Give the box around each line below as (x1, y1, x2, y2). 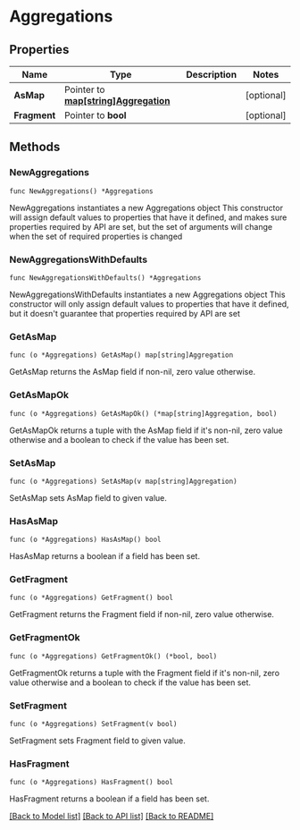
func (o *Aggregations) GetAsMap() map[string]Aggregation (9, 351, 234, 360)
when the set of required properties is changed (9, 231, 183, 241)
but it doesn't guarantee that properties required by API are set (9, 308, 241, 318)
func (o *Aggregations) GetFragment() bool (9, 593, 174, 603)
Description (186, 69, 237, 80)
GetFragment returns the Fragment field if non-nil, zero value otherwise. (9, 609, 275, 620)
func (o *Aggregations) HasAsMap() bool (9, 535, 162, 545)
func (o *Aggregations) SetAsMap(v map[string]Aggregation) (9, 477, 238, 486)
